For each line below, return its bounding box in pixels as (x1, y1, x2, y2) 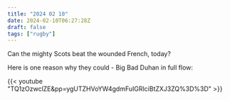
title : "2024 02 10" (7, 10, 69, 18)
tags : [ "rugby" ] (7, 30, 56, 38)
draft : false (7, 23, 46, 30)
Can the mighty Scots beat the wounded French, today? (7, 50, 171, 58)
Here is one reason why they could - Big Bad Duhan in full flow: (7, 63, 194, 72)
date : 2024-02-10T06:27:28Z (7, 17, 91, 24)
